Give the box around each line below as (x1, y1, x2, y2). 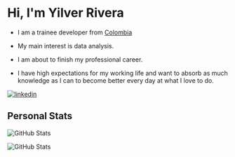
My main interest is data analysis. (17, 41, 114, 50)
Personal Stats (7, 110, 73, 122)
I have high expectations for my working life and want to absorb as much (17, 69, 228, 77)
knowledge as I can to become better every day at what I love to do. (17, 76, 214, 85)
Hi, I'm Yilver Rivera (7, 5, 124, 21)
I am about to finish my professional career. (17, 55, 143, 64)
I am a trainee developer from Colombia (17, 28, 133, 36)
